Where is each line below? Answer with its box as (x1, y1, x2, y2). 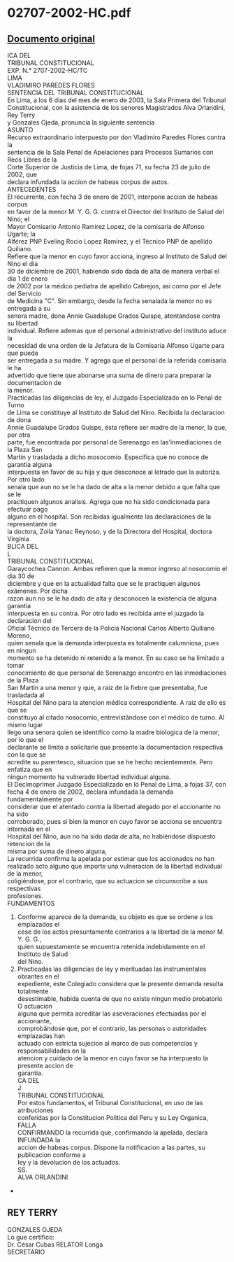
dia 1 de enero (7, 274, 48, 283)
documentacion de (7, 379, 61, 386)
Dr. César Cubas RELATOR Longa (7, 1240, 103, 1249)
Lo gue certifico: (7, 1233, 54, 1241)
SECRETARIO (7, 1247, 45, 1256)
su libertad (7, 319, 38, 327)
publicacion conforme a (17, 1151, 86, 1159)
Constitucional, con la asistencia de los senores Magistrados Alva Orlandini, (7, 104, 226, 111)
